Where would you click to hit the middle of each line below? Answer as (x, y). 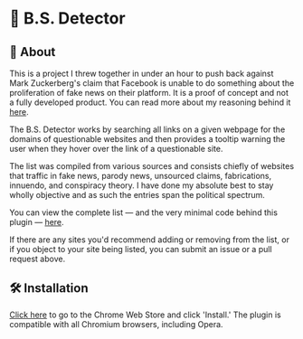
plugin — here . (37, 222)
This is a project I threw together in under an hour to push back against (142, 73)
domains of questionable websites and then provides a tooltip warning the (147, 139)
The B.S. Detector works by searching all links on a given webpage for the (147, 129)
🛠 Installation (49, 288)
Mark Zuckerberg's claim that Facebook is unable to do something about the (152, 83)
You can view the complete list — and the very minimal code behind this (144, 212)
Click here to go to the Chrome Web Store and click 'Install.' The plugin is (146, 315)
